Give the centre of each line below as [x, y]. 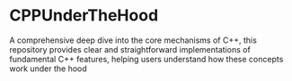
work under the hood [48, 69]
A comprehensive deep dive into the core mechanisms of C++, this [133, 40]
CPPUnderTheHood [84, 16]
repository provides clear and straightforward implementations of [130, 49]
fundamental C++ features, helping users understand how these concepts [146, 59]
